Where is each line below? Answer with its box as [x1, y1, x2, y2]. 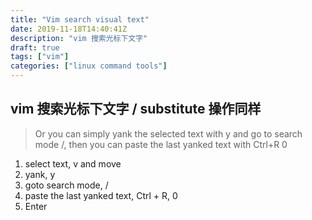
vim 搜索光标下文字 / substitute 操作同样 [10, 101, 262, 118]
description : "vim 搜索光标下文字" [10, 33, 148, 43]
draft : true [10, 42, 60, 53]
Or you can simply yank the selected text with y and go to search [34, 127, 303, 140]
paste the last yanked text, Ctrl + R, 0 [24, 189, 178, 201]
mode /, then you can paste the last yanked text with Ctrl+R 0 [34, 138, 288, 150]
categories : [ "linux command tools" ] [10, 61, 168, 71]
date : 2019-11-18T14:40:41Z [10, 24, 128, 34]
